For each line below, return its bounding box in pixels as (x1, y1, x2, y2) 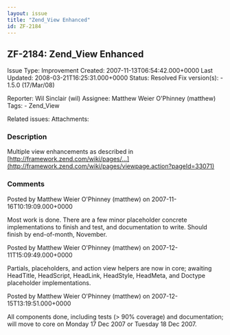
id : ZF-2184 (7, 23, 41, 30)
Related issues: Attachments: (7, 115, 89, 124)
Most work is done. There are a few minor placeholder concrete (7, 216, 187, 224)
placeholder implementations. (7, 279, 91, 287)
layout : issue (7, 10, 48, 17)
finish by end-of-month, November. (7, 230, 108, 238)
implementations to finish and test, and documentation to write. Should (7, 222, 207, 231)
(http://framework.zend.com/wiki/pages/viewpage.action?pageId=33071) (7, 162, 215, 170)
